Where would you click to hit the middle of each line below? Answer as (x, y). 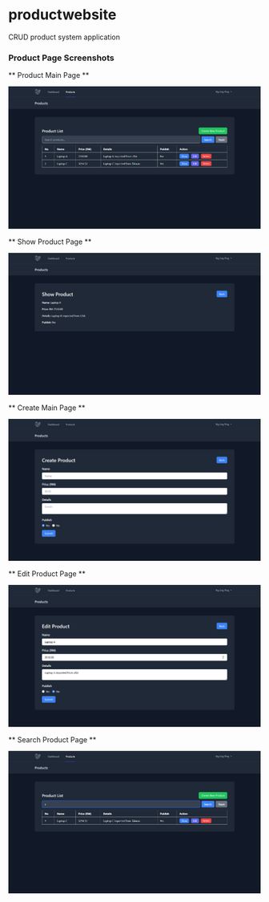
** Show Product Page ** (50, 242)
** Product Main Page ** (49, 75)
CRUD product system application (64, 37)
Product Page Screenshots (61, 58)
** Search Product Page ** (52, 740)
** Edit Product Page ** (47, 574)
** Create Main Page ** (47, 408)
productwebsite (62, 15)
